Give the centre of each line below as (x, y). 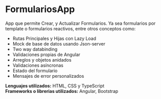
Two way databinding (35, 49)
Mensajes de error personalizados (48, 76)
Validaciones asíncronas (38, 65)
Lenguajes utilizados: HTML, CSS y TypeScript (55, 86)
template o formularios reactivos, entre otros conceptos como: (70, 28)
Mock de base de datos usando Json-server (59, 43)
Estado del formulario (35, 70)
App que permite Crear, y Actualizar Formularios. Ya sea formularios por (80, 23)
